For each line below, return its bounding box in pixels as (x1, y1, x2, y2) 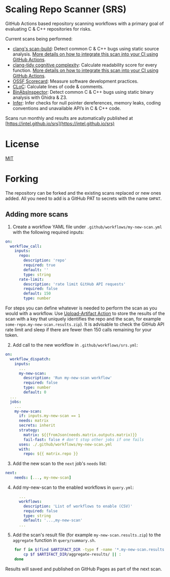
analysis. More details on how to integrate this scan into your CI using (12, 51, 158, 57)
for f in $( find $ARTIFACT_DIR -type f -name (14, 547, 113, 553)
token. (5, 332, 19, 338)
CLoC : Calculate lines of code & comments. (12, 83, 104, 90)
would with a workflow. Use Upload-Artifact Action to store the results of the (5, 310, 165, 317)
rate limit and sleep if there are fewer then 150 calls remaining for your (5, 327, 152, 332)
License (5, 139, 40, 150)
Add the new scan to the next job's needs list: (12, 460, 107, 467)
